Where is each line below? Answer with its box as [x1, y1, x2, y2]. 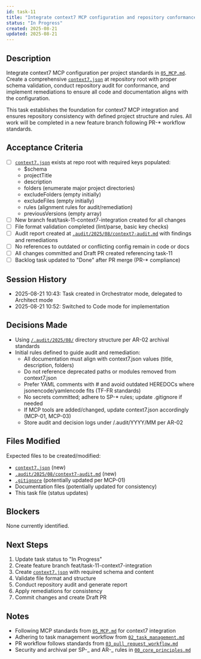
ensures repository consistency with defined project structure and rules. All [6, 112, 192, 120]
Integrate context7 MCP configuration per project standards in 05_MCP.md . [6, 69, 187, 76]
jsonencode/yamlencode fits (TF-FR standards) [23, 387, 141, 394]
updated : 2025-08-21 [6, 31, 58, 37]
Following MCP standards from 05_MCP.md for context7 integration [14, 627, 176, 634]
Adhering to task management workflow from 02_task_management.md [14, 633, 185, 641]
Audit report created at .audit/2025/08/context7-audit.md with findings [14, 229, 191, 237]
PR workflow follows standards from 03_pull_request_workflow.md [14, 640, 178, 647]
